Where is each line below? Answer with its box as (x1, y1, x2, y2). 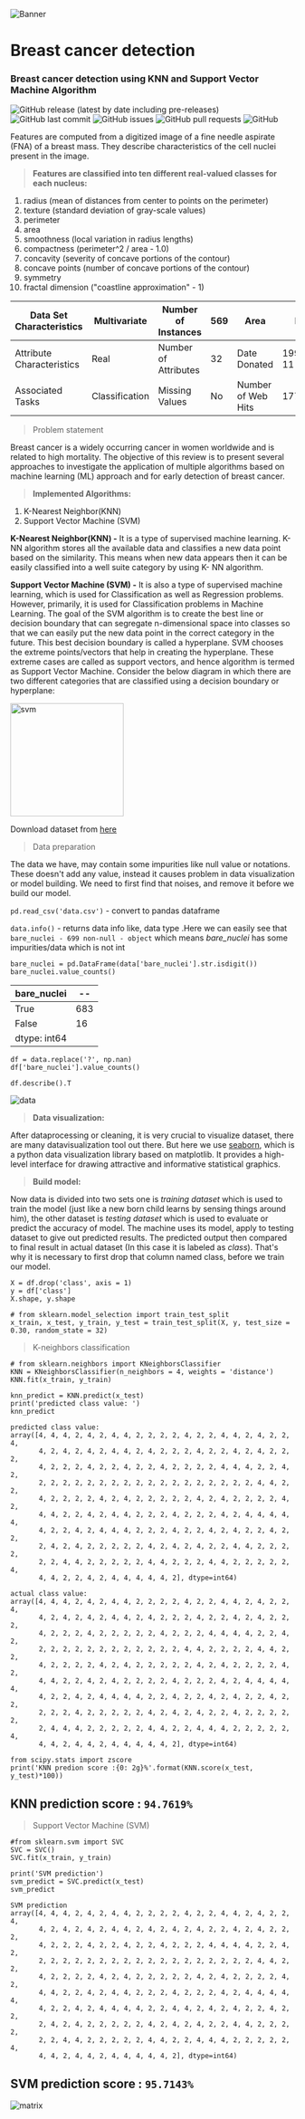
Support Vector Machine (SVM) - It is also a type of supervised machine (10, 579, 283, 590)
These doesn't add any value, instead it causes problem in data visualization (10, 869, 295, 880)
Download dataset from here (10, 824, 117, 835)
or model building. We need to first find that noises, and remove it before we (10, 878, 295, 889)
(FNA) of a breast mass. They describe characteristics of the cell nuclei (10, 141, 277, 152)
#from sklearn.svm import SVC (10, 1837, 125, 1847)
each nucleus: (32, 177, 88, 189)
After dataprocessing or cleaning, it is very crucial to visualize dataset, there (10, 1130, 294, 1141)
